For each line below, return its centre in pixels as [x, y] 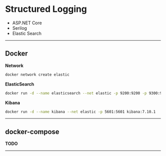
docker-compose [32, 131]
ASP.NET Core [27, 23]
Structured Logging [46, 9]
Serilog [20, 28]
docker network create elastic [37, 75]
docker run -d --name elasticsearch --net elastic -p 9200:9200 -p [76, 93]
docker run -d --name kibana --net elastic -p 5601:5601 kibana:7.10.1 [80, 112]
